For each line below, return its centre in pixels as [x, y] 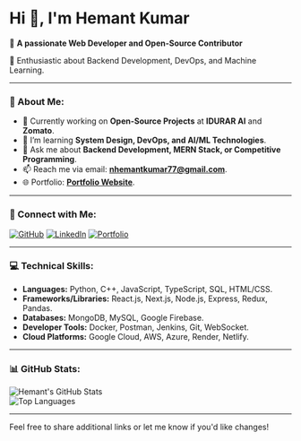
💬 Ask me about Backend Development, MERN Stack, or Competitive [151, 150]
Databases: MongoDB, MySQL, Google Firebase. [113, 317]
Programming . [50, 160]
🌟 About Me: [37, 101]
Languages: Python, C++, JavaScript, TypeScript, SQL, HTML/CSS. [147, 289]
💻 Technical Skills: [52, 266]
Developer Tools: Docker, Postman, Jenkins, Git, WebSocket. [135, 327]
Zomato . [39, 131]
